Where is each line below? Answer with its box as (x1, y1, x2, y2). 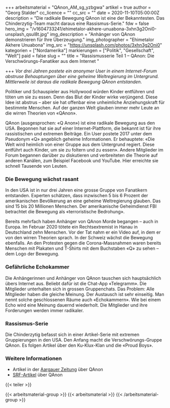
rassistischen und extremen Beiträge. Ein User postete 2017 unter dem (5, 131, 153, 136)
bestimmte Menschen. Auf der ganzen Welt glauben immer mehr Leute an (5, 105, 159, 110)
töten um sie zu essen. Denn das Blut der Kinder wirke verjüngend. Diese (5, 94, 158, 100)
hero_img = (5, 26, 29, 32)
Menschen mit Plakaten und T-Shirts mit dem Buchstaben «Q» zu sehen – (5, 245, 159, 251)
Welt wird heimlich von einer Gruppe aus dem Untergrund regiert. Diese (5, 141, 155, 147)
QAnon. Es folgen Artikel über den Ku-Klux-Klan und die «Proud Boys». (5, 342, 153, 348)
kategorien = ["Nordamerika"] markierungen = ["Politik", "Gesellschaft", (5, 48, 155, 53)
